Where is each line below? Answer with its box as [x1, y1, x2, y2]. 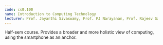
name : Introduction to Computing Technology [4, 12, 96, 16]
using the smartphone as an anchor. [4, 34, 77, 40]
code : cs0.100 [4, 7, 34, 12]
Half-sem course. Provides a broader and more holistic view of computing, [4, 30, 154, 35]
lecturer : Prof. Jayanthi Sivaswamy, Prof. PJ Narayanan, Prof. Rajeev [4, 16, 153, 21]
